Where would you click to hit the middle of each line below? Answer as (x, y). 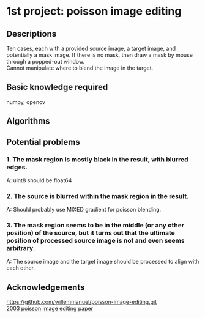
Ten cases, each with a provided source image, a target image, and (91, 48)
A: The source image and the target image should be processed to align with (103, 262)
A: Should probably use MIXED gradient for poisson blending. (84, 210)
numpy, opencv (26, 102)
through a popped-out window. (45, 61)
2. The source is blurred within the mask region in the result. (98, 196)
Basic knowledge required (57, 87)
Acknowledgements (46, 287)
